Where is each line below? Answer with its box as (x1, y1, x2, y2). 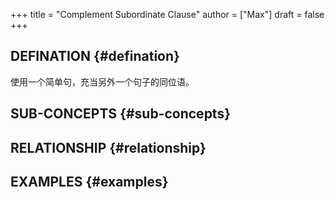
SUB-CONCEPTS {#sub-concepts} (10, 105, 232, 123)
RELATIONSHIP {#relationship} (10, 139, 207, 156)
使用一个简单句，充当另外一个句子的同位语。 (10, 75, 195, 88)
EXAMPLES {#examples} (10, 173, 169, 190)
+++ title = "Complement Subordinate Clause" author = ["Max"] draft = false (10, 9, 325, 20)
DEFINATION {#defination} (10, 48, 180, 65)
